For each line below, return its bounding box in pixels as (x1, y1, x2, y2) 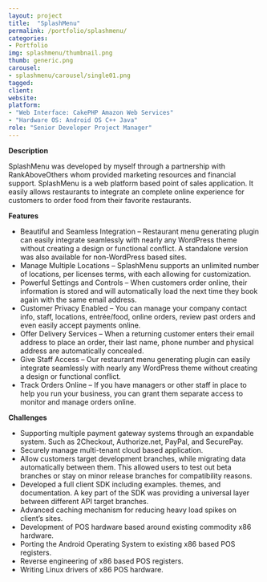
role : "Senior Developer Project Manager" (8, 124, 152, 132)
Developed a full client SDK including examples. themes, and (19, 479, 221, 489)
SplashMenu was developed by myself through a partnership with (8, 161, 226, 171)
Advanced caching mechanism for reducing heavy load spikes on (19, 505, 237, 515)
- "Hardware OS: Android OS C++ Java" (8, 116, 138, 124)
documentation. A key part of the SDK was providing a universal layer (19, 487, 250, 498)
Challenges (8, 413, 47, 422)
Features (8, 210, 38, 221)
